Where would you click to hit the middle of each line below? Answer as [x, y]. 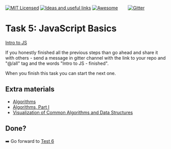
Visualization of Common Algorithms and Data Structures [73, 112]
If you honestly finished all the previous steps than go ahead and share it [82, 52]
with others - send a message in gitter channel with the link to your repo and [86, 58]
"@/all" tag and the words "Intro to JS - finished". [57, 63]
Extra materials [30, 89]
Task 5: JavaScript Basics [61, 29]
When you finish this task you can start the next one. [61, 73]
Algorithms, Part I [31, 107]
